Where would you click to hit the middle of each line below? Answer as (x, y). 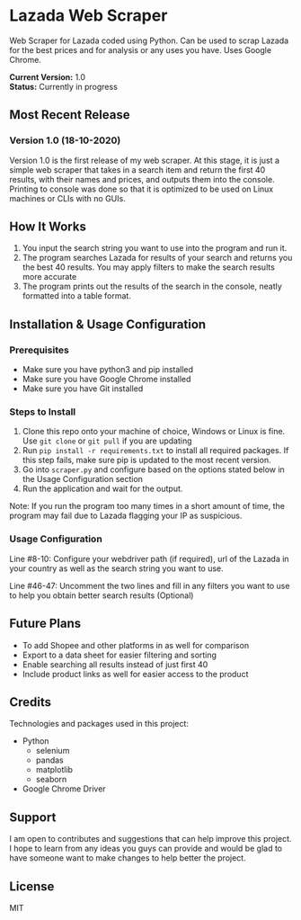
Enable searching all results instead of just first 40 (115, 664)
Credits (31, 702)
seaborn (51, 780)
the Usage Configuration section (83, 479)
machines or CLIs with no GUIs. (67, 198)
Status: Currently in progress (64, 86)
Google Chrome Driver (64, 789)
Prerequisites (39, 350)
